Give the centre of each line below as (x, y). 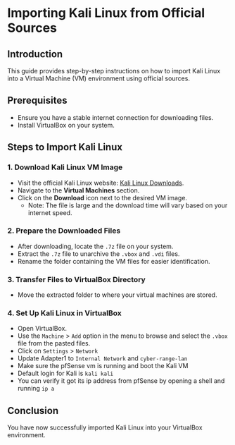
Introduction (35, 54)
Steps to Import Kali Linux (65, 147)
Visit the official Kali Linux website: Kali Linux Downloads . (101, 183)
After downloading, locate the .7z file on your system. (95, 246)
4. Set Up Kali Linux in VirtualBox (64, 313)
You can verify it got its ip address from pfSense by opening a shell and (121, 381)
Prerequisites (37, 100)
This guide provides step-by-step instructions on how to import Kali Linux (114, 71)
